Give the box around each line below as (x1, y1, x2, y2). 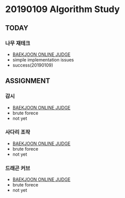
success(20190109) (12, 62, 54, 68)
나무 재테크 (5, 39, 31, 46)
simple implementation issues (12, 56, 74, 62)
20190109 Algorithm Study (5, 4, 120, 15)
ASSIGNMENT (5, 77, 50, 85)
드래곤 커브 (5, 165, 31, 172)
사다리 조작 (5, 128, 31, 136)
